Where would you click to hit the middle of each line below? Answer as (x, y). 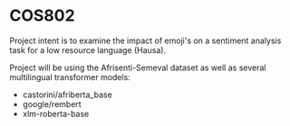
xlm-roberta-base (56, 113)
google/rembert (52, 103)
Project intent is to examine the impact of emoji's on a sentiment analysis (145, 40)
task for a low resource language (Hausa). (87, 49)
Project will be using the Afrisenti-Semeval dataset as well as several (138, 67)
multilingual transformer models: (70, 76)
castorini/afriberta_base (68, 94)
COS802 (42, 16)
